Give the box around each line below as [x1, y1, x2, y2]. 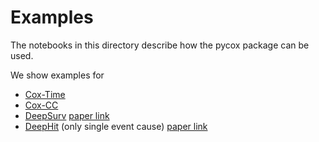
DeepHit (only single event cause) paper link [24, 120, 208, 132]
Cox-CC [24, 99, 59, 111]
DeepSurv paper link [24, 109, 110, 121]
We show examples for [10, 69, 105, 81]
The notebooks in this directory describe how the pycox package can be [10, 39, 310, 51]
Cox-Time [24, 88, 66, 100]
